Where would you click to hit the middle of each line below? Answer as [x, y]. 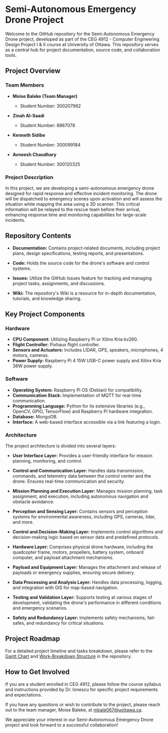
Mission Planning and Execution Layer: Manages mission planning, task [88, 491]
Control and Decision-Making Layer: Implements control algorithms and [88, 532]
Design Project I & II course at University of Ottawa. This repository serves [82, 44]
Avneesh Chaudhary [34, 155]
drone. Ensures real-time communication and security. [69, 481]
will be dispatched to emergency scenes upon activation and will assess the [84, 199]
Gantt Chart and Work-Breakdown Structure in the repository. [68, 656]
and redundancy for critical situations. [65, 623]
